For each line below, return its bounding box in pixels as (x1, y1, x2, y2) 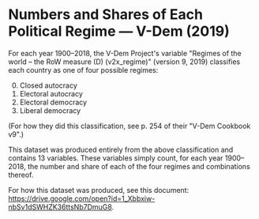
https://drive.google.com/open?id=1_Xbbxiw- (8, 194, 156, 203)
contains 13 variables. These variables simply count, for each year (8, 153, 223, 163)
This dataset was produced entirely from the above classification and (8, 145, 234, 154)
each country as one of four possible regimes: (8, 65, 159, 74)
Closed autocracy (19, 81, 77, 90)
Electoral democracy (19, 97, 88, 107)
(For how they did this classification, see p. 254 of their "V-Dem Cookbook (8, 121, 251, 130)
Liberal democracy (19, 105, 81, 115)
